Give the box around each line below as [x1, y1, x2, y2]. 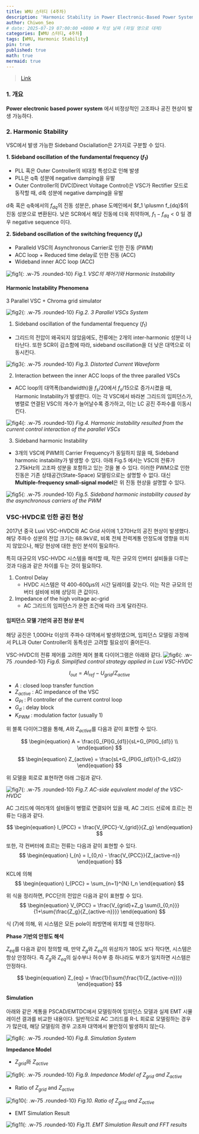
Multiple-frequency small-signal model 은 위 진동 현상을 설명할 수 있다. [14, 479, 186, 486]
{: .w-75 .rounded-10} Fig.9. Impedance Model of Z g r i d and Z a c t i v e [21, 1071, 182, 1080]
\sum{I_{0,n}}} [144, 902, 179, 909]
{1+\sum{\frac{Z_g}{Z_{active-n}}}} [33, 908, 120, 915]
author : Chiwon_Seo [6, 20, 54, 25]
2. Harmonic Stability [6, 127, 68, 136]
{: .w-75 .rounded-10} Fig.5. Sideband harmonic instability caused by [21, 491, 191, 498]
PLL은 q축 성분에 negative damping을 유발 [14, 174, 115, 181]
